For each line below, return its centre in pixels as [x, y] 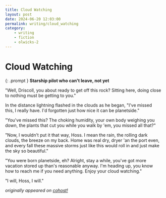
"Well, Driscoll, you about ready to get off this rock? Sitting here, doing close [83, 90]
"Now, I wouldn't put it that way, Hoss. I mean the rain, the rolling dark [76, 135]
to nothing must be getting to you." [41, 96]
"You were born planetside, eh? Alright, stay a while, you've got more [76, 160]
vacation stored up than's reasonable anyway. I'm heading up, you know [79, 166]
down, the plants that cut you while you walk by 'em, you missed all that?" [81, 125]
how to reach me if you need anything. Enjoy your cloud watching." [74, 171]
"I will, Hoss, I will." [25, 181]
